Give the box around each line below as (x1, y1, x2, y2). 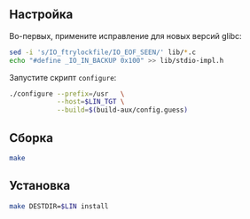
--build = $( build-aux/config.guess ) (56, 106, 189, 114)
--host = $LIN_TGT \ (56, 98, 125, 106)
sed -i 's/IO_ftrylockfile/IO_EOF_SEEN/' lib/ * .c (9, 48, 197, 57)
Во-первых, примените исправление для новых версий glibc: (9, 30, 242, 41)
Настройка (9, 7, 74, 22)
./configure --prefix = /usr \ (9, 89, 125, 98)
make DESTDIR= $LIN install (9, 201, 109, 211)
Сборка (9, 130, 53, 145)
